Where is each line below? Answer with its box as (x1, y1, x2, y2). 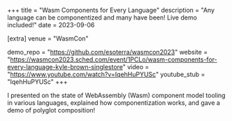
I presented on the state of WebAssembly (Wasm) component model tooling (7, 91, 226, 99)
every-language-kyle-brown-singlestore (7, 63, 124, 71)
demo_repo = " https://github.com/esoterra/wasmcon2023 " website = (7, 48, 208, 56)
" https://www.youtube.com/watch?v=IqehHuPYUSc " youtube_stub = (7, 70, 205, 78)
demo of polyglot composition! (7, 106, 96, 114)
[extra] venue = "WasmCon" (7, 34, 89, 43)
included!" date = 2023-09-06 (7, 21, 95, 29)
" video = (122, 63, 150, 71)
